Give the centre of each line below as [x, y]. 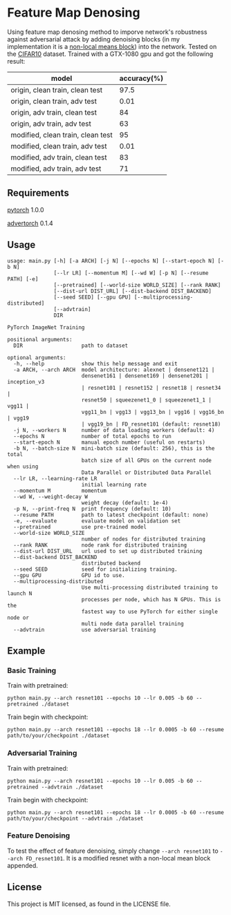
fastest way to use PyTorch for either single [149, 612]
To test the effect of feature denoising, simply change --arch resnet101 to [113, 851]
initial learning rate [114, 484]
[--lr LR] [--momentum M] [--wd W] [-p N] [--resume [131, 273]
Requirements [38, 193]
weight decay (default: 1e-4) [125, 502]
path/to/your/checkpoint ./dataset [58, 736]
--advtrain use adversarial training [85, 630]
